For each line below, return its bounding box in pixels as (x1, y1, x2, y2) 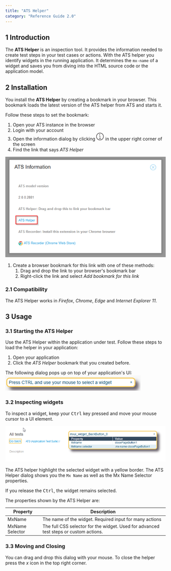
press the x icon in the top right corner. (5, 560, 87, 566)
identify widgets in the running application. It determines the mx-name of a (5, 58, 158, 64)
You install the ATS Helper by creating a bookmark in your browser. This (5, 97, 157, 103)
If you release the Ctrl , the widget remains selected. (5, 487, 117, 494)
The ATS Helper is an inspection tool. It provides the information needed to (5, 46, 163, 53)
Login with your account (12, 127, 64, 134)
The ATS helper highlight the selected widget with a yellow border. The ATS (5, 466, 164, 473)
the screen (12, 141, 36, 147)
